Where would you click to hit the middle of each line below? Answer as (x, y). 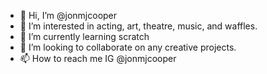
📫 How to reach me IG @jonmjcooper (98, 58)
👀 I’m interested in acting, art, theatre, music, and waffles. (138, 26)
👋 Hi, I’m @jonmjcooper (68, 15)
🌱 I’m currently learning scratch (84, 36)
